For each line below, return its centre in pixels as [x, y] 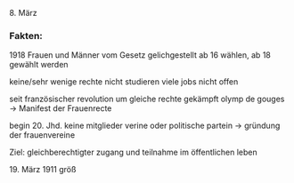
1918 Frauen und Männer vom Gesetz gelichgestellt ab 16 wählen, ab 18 [140, 55]
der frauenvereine [42, 135]
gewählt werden [39, 65]
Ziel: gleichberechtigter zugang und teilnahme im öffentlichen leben [133, 152]
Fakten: [26, 36]
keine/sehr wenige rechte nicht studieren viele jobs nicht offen [124, 82]
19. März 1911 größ [43, 170]
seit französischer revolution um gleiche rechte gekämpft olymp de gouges [147, 99]
